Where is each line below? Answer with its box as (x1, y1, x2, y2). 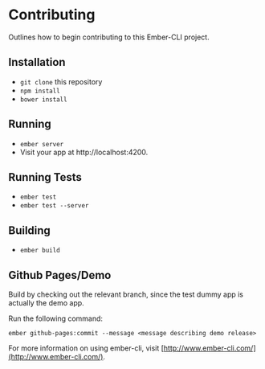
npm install (19, 87, 60, 95)
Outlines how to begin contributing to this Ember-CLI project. (8, 32, 210, 42)
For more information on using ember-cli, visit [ (8, 343, 165, 353)
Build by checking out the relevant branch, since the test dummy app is (8, 289, 243, 299)
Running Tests (8, 170, 82, 184)
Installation (8, 55, 66, 69)
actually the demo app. (8, 298, 84, 307)
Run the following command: (8, 314, 103, 323)
